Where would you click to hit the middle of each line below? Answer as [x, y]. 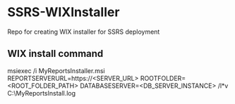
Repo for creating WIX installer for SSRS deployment [84, 32]
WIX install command [55, 54]
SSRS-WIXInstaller [64, 12]
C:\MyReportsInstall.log [42, 93]
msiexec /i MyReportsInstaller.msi [56, 70]
